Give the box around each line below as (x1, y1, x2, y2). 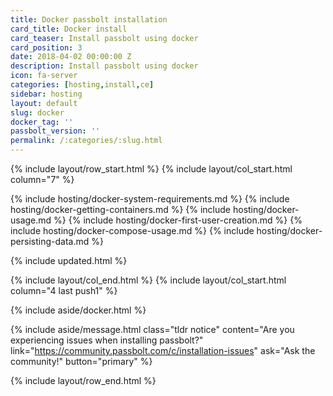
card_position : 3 (10, 42, 83, 53)
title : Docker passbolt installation (10, 14, 168, 25)
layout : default (10, 98, 78, 108)
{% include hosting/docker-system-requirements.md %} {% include (10, 193, 290, 205)
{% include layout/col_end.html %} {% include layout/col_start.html (10, 274, 287, 286)
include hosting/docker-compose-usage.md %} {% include (10, 225, 255, 236)
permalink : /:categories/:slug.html (10, 136, 163, 146)
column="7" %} (10, 174, 75, 185)
